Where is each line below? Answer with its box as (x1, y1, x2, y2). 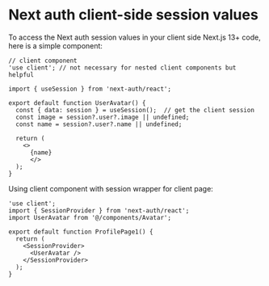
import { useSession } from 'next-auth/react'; (8, 85, 172, 93)
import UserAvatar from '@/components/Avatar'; (8, 213, 172, 221)
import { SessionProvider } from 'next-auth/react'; (8, 206, 190, 215)
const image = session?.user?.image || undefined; (15, 113, 190, 121)
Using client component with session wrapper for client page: (8, 183, 214, 193)
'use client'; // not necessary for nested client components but (8, 63, 237, 72)
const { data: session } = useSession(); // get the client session (15, 106, 254, 114)
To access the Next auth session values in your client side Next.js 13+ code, (8, 32, 261, 42)
